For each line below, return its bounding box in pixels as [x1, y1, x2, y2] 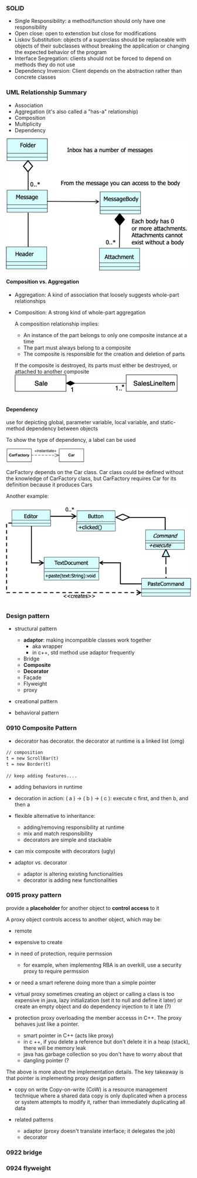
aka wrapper [32, 643, 63, 650]
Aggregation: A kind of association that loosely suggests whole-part [14, 291, 179, 298]
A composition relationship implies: [14, 320, 100, 327]
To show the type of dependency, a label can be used [6, 437, 136, 444]
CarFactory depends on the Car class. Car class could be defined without [6, 469, 184, 476]
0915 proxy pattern [6, 891, 62, 900]
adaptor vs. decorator [14, 859, 67, 866]
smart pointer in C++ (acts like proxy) [23, 1032, 114, 1039]
